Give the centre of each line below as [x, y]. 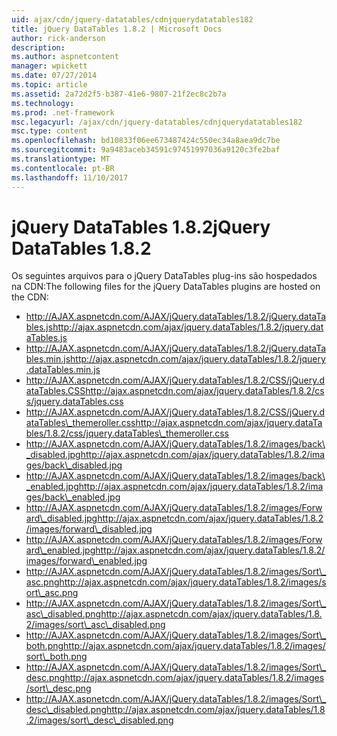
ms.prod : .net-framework [63, 112]
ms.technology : [43, 103]
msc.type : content [49, 131]
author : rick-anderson [58, 38]
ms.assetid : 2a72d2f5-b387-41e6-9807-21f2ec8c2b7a [119, 94]
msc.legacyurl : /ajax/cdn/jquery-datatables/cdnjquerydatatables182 [157, 122]
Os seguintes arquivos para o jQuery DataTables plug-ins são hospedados [164, 276]
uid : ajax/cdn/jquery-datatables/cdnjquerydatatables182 [132, 19]
